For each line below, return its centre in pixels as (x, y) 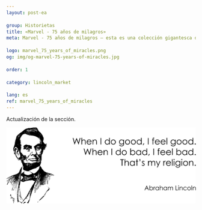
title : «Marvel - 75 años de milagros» (56, 32)
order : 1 (17, 70)
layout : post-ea (26, 13)
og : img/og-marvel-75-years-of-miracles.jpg (63, 57)
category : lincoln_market (38, 82)
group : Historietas (31, 25)
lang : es (17, 95)
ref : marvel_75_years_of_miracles (50, 101)
